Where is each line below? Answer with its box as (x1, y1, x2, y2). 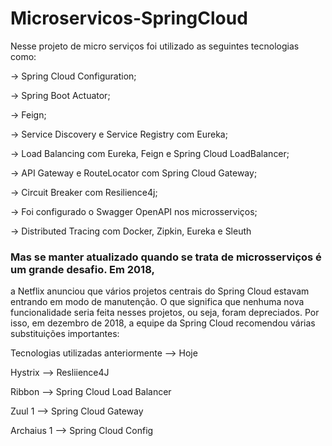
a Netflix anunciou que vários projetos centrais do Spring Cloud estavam (10, 285, 310, 297)
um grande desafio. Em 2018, (10, 262, 155, 276)
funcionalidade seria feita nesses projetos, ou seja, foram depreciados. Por (10, 307, 320, 319)
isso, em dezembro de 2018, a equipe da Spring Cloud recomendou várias (10, 317, 316, 329)
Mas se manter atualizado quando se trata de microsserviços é (10, 250, 322, 264)
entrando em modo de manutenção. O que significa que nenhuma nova (10, 296, 305, 308)
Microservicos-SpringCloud (10, 7, 248, 30)
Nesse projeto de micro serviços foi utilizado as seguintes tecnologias (10, 40, 300, 52)
